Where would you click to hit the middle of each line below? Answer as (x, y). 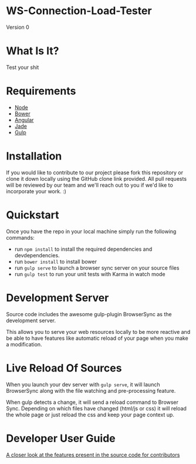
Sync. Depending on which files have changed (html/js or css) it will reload (96, 408)
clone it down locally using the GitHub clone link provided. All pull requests (96, 178)
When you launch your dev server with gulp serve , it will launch (83, 385)
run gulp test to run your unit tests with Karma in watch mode (90, 274)
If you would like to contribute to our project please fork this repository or (95, 173)
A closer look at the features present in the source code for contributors (93, 455)
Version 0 (18, 27)
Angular (24, 120)
